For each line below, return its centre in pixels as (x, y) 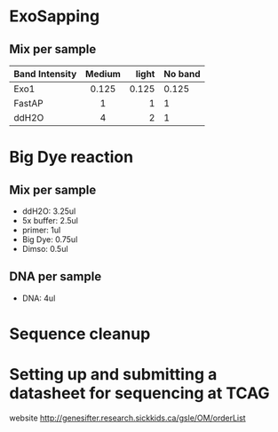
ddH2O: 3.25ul (49, 211)
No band (183, 74)
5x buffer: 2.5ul (50, 220)
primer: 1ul (41, 230)
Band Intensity (45, 74)
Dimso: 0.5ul (45, 249)
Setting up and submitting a (113, 375)
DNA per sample (56, 277)
